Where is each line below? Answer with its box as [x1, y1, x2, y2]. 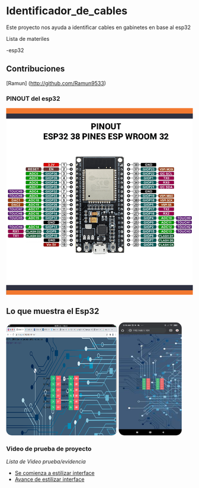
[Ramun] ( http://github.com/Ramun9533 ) [6, 79, 107, 86]
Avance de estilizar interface [14, 476, 85, 483]
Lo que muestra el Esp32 [6, 306, 99, 316]
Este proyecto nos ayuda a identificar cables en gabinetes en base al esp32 [6, 24, 191, 31]
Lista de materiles [6, 35, 50, 42]
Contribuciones [6, 64, 65, 74]
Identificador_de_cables [6, 4, 128, 18]
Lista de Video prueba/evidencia [6, 458, 86, 465]
